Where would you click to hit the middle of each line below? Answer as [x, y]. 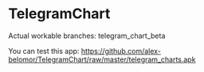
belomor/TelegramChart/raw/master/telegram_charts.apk [102, 59]
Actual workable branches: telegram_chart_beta [87, 36]
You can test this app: [44, 51]
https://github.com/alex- [121, 51]
